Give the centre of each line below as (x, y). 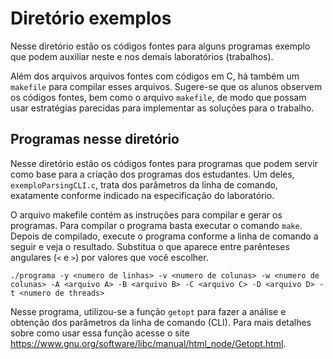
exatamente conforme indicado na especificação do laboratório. (142, 195)
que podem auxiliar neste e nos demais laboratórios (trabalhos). (142, 56)
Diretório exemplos (91, 18)
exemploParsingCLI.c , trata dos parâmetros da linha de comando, (144, 184)
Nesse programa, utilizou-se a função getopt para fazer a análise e (148, 311)
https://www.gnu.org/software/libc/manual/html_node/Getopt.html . (148, 343)
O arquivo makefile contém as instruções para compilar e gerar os (146, 214)
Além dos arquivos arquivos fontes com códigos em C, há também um (155, 76)
